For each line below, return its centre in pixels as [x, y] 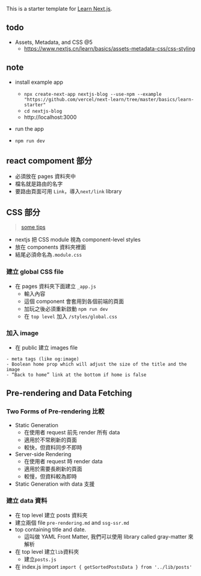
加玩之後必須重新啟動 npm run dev [66, 308]
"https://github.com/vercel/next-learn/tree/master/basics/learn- [109, 99]
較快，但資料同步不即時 [53, 447]
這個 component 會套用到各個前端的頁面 [74, 301]
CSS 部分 [23, 212]
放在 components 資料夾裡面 [50, 247]
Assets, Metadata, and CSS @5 [54, 42]
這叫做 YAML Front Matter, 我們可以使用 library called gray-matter [105, 536]
